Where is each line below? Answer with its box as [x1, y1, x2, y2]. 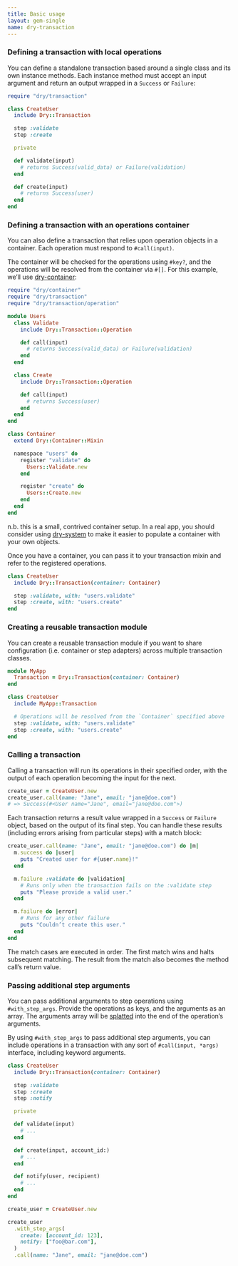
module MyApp [7, 668, 46, 675]
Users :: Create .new [26, 489, 81, 496]
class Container [7, 431, 56, 438]
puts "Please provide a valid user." [20, 889, 133, 896]
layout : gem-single [7, 17, 66, 24]
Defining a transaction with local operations [7, 47, 162, 57]
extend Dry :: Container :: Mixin [14, 437, 103, 444]
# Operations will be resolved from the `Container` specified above [14, 713, 224, 720]
